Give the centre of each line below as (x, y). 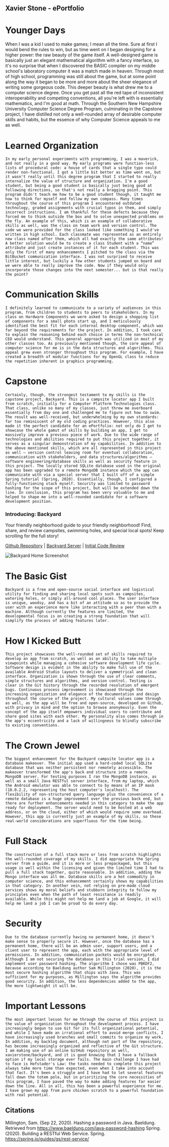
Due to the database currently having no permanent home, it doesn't (80, 937)
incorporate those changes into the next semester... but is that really (84, 270)
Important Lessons (46, 1006)
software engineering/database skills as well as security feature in (81, 462)
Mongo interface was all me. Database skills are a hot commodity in (80, 877)
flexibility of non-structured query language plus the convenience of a (84, 794)
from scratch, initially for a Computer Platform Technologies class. (81, 404)
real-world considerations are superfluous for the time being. (74, 821)
